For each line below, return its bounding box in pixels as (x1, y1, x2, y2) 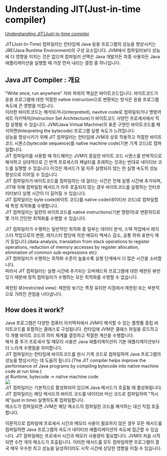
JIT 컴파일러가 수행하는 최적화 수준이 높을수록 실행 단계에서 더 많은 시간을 (5, 255, 149, 261)
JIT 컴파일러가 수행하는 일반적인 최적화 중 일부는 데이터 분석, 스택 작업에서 (5, 226, 150, 232)
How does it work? (5, 306, 64, 314)
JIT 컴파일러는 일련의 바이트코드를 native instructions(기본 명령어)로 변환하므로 (5, 209, 161, 215)
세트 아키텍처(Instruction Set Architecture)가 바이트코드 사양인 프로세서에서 (5, 115, 155, 121)
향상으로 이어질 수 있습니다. (5, 171, 59, 177)
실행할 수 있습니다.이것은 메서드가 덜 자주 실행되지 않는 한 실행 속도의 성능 (14, 165, 158, 171)
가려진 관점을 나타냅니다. (14, 291, 63, 297)
